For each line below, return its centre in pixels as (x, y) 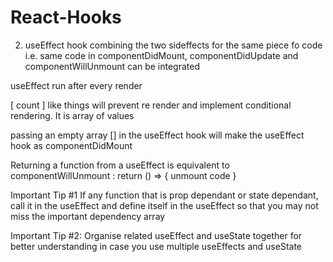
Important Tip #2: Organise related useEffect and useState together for (156, 235)
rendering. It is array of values (72, 115)
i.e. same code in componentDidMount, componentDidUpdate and (161, 55)
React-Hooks (66, 17)
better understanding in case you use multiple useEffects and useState (156, 246)
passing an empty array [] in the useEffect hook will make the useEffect (157, 135)
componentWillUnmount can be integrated (112, 66)
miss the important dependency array (88, 216)
